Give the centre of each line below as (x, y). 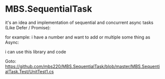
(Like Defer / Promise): (28, 27)
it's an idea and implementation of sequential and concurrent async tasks (79, 22)
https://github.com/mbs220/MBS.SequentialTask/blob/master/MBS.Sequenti (82, 66)
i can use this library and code (36, 52)
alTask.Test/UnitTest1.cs (29, 71)
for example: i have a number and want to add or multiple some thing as (78, 37)
